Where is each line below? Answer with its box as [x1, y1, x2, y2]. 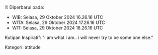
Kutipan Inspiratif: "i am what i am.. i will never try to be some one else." [5, 34, 153, 40]
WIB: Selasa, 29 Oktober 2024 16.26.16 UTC [12, 14, 104, 20]
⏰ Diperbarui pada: [5, 4, 45, 10]
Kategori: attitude [5, 44, 41, 50]
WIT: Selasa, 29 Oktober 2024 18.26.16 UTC [12, 25, 103, 30]
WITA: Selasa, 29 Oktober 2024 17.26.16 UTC [12, 19, 105, 25]
